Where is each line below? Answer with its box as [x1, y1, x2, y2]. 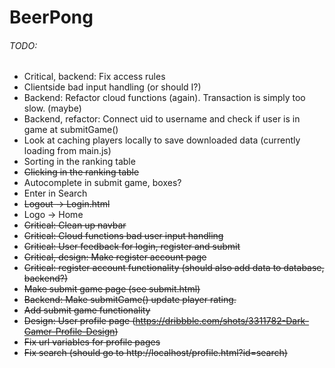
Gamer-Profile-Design [23, 326, 116, 338]
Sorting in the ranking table [23, 156, 136, 168]
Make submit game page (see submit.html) [23, 283, 201, 295]
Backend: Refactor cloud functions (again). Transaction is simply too [23, 92, 306, 104]
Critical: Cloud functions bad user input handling [23, 230, 224, 242]
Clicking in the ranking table [23, 166, 140, 178]
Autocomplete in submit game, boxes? [23, 177, 182, 189]
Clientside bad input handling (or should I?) [23, 81, 202, 93]
